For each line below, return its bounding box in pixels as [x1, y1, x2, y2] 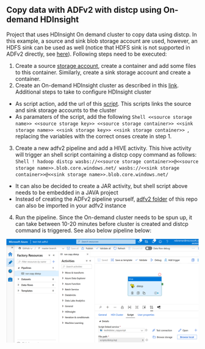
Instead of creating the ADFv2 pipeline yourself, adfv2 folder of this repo [15, 195, 198, 203]
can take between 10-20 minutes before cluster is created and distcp [15, 220, 189, 227]
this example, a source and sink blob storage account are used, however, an [6, 37, 198, 45]
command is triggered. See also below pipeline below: [15, 227, 152, 234]
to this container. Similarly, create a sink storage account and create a [15, 69, 191, 76]
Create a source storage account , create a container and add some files [15, 62, 196, 69]
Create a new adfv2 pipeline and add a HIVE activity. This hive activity [15, 144, 192, 152]
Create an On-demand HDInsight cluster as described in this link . [15, 81, 179, 89]
